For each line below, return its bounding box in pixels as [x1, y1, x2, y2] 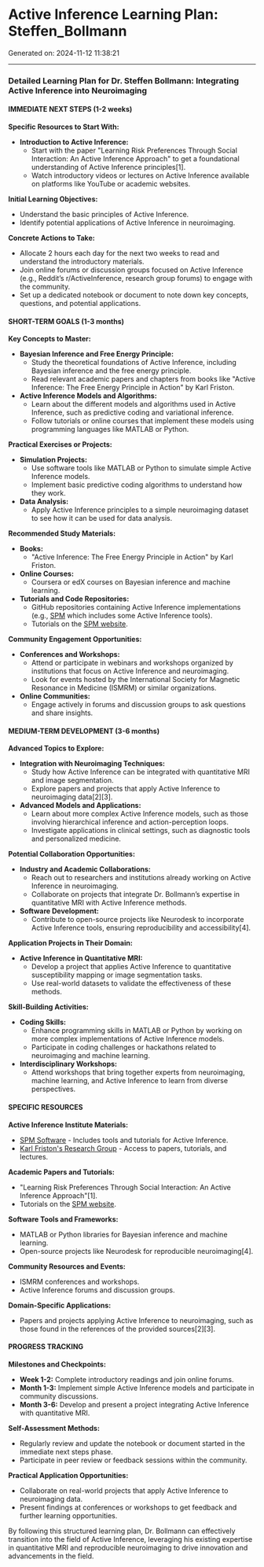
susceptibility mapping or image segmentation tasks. [31, 970, 203, 980]
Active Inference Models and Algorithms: [19, 391, 157, 400]
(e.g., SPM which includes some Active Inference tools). [31, 611, 213, 621]
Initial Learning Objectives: [8, 194, 98, 204]
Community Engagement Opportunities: [8, 635, 142, 644]
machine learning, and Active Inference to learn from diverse [31, 1076, 229, 1086]
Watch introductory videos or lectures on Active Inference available [31, 171, 250, 180]
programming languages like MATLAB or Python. [31, 425, 189, 434]
